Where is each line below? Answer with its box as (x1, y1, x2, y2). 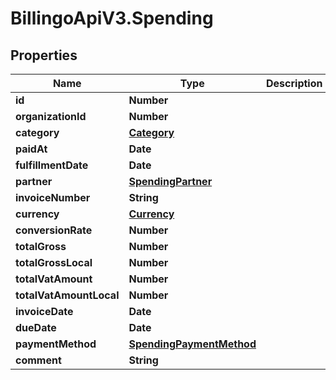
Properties (10, 47, 78, 64)
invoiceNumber (15, 191, 91, 204)
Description (266, 77, 323, 90)
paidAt (15, 142, 48, 156)
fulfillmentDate (15, 158, 89, 172)
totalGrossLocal (15, 256, 93, 269)
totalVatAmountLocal (15, 288, 120, 302)
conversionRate (15, 223, 93, 237)
